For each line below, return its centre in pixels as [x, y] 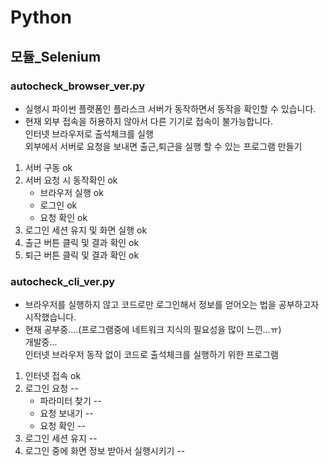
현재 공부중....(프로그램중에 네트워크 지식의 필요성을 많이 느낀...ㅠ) [153, 330]
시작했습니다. [50, 317]
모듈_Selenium [56, 56]
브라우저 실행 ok [71, 192]
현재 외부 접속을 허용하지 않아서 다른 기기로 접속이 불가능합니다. [148, 121]
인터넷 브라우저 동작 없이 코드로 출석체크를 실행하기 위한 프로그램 [151, 355]
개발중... [41, 342]
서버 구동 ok [48, 167]
